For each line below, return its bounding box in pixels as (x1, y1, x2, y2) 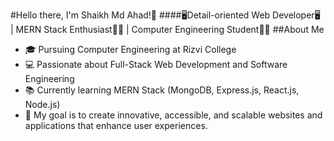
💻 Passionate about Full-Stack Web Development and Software (24, 59, 288, 70)
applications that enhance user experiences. (24, 120, 208, 131)
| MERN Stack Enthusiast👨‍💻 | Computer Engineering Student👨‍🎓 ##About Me (10, 24, 325, 35)
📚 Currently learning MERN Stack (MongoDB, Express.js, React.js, (24, 84, 300, 96)
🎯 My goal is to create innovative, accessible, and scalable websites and (24, 109, 323, 121)
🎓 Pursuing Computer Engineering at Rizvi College (24, 44, 237, 55)
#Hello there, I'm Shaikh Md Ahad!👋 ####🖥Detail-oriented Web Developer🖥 (10, 9, 321, 21)
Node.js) (24, 99, 61, 110)
